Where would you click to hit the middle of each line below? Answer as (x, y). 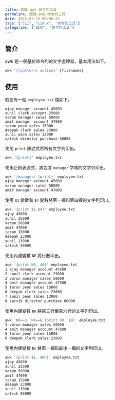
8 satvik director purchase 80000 (40, 301)
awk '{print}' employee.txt (34, 157)
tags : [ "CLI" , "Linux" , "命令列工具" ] (43, 23)
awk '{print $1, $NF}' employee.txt (42, 358)
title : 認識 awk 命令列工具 (31, 10)
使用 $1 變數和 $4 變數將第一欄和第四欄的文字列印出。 (59, 200)
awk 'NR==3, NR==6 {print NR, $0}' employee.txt (55, 320)
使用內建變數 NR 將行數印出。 (34, 255)
